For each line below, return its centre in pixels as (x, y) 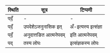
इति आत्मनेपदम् (83, 35)
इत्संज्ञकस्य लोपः (84, 43)
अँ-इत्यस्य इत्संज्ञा (86, 26)
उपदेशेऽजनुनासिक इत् (43, 26)
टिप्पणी (86, 10)
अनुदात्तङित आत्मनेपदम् (44, 35)
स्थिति (13, 10)
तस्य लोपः (32, 43)
